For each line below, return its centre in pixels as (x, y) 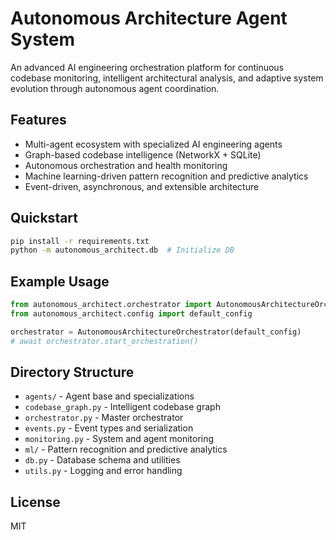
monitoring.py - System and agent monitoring (119, 439)
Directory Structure (72, 372)
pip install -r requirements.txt (80, 241)
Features (38, 120)
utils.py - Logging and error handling (103, 471)
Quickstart (44, 218)
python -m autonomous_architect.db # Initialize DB (122, 250)
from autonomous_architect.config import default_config (131, 314)
